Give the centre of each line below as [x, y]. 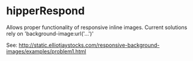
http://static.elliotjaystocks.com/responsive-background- [89, 45]
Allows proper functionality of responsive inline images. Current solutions [97, 27]
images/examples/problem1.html [46, 51]
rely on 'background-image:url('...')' [50, 33]
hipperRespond [46, 11]
